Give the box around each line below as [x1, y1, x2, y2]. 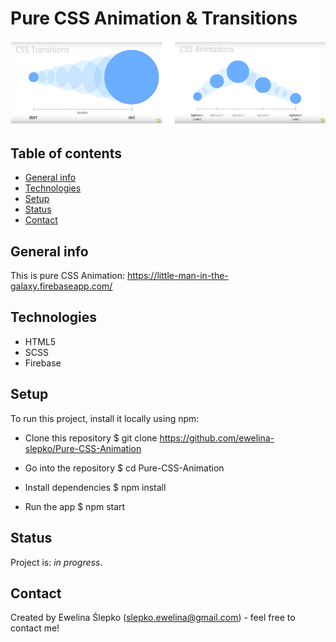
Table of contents [10, 145, 122, 162]
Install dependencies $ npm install [24, 481, 167, 493]
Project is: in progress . [10, 556, 103, 568]
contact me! [10, 622, 60, 634]
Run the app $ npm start [24, 500, 126, 512]
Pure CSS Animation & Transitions [10, 7, 298, 30]
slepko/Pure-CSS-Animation [24, 442, 142, 454]
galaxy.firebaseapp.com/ [10, 280, 113, 292]
